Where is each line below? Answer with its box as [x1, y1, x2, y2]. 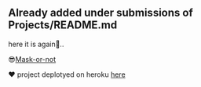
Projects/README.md [8, 19, 118, 32]
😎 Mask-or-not [8, 54, 57, 63]
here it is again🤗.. [8, 39, 64, 49]
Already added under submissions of [8, 6, 194, 20]
